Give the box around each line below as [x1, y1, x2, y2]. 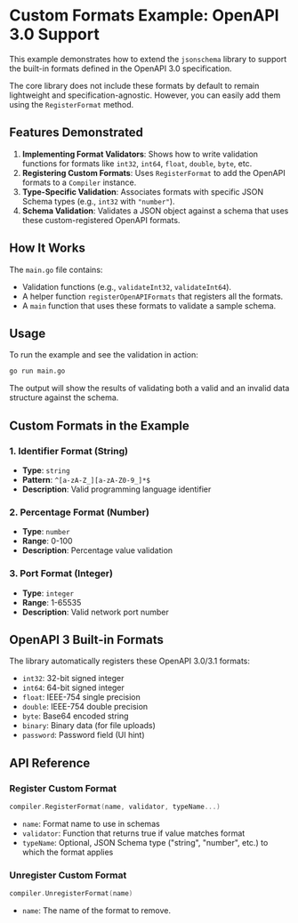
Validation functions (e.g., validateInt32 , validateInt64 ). [21, 281, 232, 292]
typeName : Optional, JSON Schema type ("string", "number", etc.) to [21, 837, 269, 847]
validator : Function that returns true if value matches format [21, 828, 246, 839]
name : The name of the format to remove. [21, 905, 172, 916]
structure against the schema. [9, 392, 119, 403]
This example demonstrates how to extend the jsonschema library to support [9, 53, 287, 64]
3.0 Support [9, 24, 100, 44]
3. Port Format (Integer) [9, 567, 114, 580]
